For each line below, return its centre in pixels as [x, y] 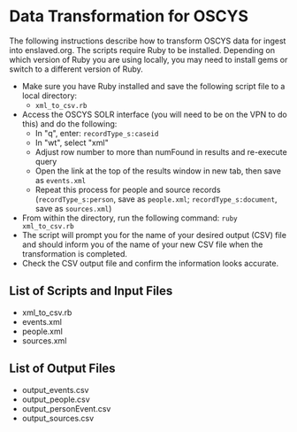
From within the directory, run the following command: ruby [129, 218]
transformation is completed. [75, 253]
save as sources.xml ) [73, 208]
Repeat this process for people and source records [128, 189]
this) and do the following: [69, 123]
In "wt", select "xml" [72, 143]
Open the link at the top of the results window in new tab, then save [158, 171]
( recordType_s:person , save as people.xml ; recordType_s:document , [156, 199]
